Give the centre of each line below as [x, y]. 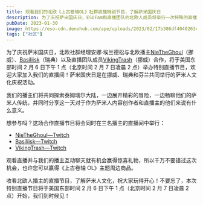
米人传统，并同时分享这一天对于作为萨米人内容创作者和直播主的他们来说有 [99, 102]
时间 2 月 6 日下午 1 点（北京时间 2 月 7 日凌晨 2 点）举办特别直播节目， [101, 68]
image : [14, 29]
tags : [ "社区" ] [24, 34]
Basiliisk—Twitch [36, 142]
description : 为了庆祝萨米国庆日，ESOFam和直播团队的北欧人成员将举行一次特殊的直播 [102, 17]
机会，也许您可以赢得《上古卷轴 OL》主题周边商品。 [72, 168]
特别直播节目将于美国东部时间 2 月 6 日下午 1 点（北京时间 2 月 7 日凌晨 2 [98, 188]
